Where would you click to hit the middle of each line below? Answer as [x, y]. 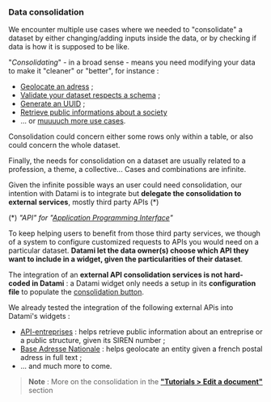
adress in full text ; [51, 358]
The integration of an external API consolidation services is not [116, 275]
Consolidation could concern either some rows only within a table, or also [131, 136]
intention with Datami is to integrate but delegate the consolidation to [125, 194]
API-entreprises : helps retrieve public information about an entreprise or [141, 332]
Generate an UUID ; [53, 104]
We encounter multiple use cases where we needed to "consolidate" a [125, 30]
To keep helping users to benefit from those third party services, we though [135, 233]
